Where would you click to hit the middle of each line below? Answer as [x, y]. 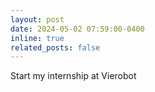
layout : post [37, 19]
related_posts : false [55, 47]
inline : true [37, 38]
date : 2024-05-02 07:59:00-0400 [77, 29]
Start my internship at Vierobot [73, 76]
